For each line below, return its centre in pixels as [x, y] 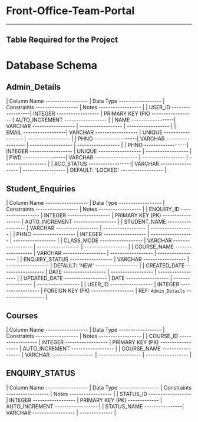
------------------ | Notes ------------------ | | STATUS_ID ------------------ [99, 394]
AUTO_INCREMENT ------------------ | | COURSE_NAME [92, 348]
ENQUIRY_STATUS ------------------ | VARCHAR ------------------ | [106, 259]
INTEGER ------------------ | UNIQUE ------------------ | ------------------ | [99, 151]
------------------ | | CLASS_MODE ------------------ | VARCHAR [92, 241]
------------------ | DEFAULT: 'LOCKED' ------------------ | [95, 170]
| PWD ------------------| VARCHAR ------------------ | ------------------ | [97, 158]
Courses [22, 315]
